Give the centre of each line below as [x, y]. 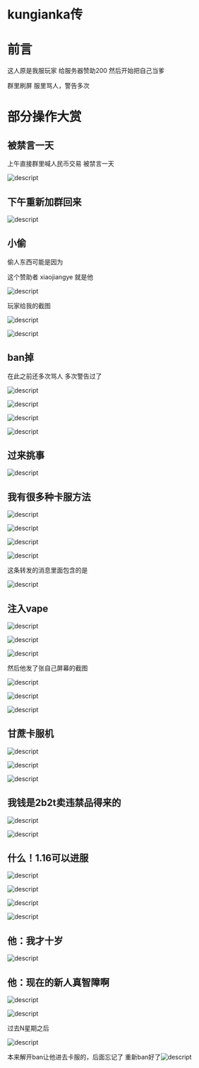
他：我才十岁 [35, 941]
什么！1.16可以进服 [48, 858]
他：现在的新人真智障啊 [58, 982]
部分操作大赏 [45, 117]
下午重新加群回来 [44, 202]
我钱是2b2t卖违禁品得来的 [64, 803]
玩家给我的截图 [29, 305]
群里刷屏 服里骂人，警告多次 [48, 86]
